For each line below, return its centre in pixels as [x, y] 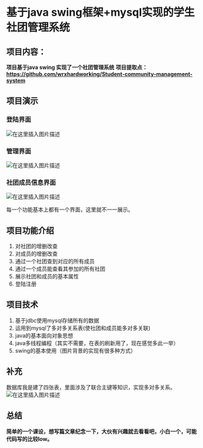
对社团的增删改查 [36, 246]
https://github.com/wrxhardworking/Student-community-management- [99, 74]
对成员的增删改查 [36, 254]
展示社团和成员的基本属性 [47, 277]
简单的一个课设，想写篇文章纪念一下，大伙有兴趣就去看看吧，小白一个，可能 [101, 431]
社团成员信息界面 [31, 182]
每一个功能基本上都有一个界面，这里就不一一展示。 [70, 210]
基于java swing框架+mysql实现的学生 [101, 12]
